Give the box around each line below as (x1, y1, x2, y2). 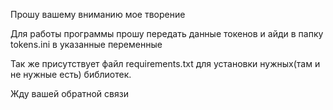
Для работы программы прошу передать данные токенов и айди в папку (10, 28, 324, 39)
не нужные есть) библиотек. (10, 69, 132, 80)
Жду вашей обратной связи (10, 88, 129, 99)
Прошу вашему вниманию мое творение (10, 9, 186, 20)
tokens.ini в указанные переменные (10, 39, 163, 50)
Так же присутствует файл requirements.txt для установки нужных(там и (10, 58, 321, 69)
